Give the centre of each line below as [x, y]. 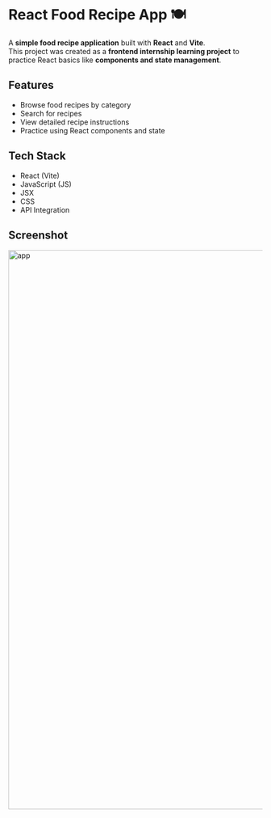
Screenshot [38, 235]
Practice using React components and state [92, 130]
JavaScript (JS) [46, 184]
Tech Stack [37, 156]
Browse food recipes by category [75, 104]
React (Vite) [40, 175]
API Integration [45, 209]
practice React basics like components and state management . [115, 60]
